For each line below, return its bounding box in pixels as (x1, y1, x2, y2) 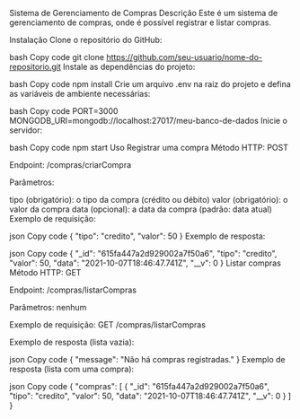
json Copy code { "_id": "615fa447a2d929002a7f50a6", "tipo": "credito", (9, 249, 278, 258)
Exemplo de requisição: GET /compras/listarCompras (9, 319, 207, 330)
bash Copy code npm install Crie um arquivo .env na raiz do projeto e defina (9, 79, 292, 89)
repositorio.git (9, 62, 61, 72)
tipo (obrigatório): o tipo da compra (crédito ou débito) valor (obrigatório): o (9, 195, 288, 205)
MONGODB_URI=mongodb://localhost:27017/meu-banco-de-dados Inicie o (9, 116, 287, 126)
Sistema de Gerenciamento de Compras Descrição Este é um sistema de (9, 8, 278, 18)
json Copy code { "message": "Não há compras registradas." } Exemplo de (9, 354, 286, 364)
